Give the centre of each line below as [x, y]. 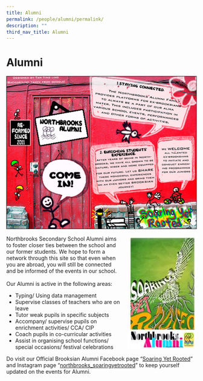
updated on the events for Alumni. [49, 371]
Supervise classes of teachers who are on [67, 302]
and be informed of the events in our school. [62, 271]
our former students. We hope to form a [56, 251]
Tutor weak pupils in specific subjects [62, 314]
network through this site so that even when [61, 258]
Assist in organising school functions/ [62, 340]
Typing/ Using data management [56, 295]
